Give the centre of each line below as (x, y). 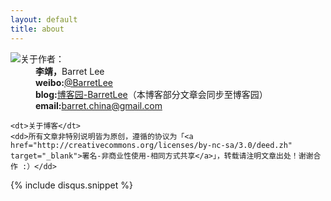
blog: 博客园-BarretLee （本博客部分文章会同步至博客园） (151, 94)
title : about (37, 29)
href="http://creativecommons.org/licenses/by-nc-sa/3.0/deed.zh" (151, 145)
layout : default (44, 19)
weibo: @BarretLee (74, 82)
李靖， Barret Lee (70, 71)
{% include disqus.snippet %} (71, 185)
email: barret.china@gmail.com (99, 105)
